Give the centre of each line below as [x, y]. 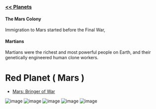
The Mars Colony [23, 19]
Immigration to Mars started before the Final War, [55, 30]
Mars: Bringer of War [34, 92]
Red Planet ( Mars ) [45, 78]
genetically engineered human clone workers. [52, 58]
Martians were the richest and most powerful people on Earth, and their [78, 52]
